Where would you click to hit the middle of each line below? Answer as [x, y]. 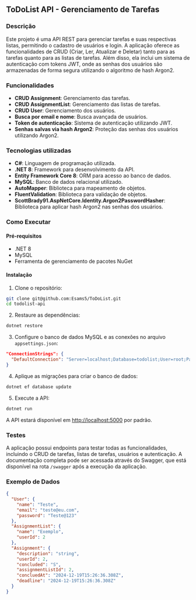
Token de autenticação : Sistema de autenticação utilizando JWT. [93, 123]
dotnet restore [24, 326]
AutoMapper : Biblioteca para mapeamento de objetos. [80, 188]
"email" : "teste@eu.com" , [48, 510]
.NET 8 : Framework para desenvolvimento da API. [75, 170]
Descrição [21, 26]
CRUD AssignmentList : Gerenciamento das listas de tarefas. [87, 104]
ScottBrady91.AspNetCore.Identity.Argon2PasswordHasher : [90, 201]
